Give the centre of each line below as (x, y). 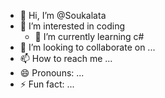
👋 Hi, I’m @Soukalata (63, 15)
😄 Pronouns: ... (52, 73)
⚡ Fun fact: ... (47, 84)
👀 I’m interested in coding (72, 26)
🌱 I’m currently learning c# (89, 36)
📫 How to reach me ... (66, 58)
